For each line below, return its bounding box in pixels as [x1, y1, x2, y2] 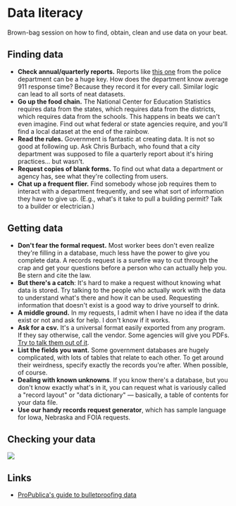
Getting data [7, 222, 63, 234]
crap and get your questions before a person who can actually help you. [17, 263, 228, 272]
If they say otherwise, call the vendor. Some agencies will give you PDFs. [17, 331, 230, 339]
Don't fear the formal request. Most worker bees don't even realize [17, 241, 215, 249]
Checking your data [7, 433, 96, 445]
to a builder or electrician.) [17, 202, 95, 210]
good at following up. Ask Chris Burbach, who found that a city [17, 142, 201, 151]
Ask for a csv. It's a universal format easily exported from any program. [17, 323, 225, 331]
